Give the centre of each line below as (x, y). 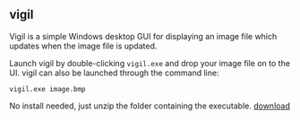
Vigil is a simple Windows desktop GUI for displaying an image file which (143, 36)
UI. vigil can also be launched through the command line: (114, 73)
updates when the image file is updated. (83, 46)
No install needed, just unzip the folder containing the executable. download (150, 106)
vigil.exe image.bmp (48, 89)
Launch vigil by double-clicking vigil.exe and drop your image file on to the (150, 63)
